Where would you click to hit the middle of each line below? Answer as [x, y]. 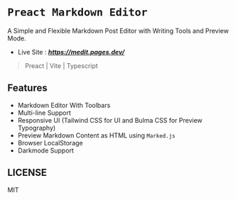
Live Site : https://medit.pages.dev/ [71, 52]
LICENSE [27, 173]
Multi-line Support [44, 113]
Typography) [37, 128]
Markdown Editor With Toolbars [64, 105]
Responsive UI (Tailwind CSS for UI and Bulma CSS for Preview [110, 120]
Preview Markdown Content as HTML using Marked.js [96, 135]
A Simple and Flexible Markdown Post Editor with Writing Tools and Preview [118, 30]
